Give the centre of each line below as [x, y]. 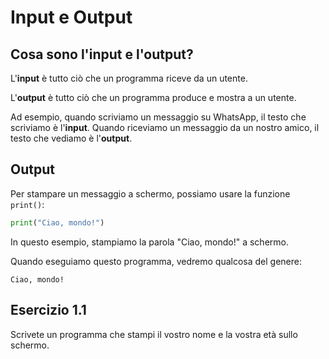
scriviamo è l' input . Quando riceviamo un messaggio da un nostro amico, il [165, 127]
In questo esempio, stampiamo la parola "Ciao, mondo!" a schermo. [149, 242]
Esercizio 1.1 [48, 310]
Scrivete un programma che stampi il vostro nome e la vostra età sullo [154, 334]
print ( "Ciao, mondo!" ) [57, 222]
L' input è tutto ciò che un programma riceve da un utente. [129, 78]
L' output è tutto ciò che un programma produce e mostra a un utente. [153, 97]
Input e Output [71, 17]
